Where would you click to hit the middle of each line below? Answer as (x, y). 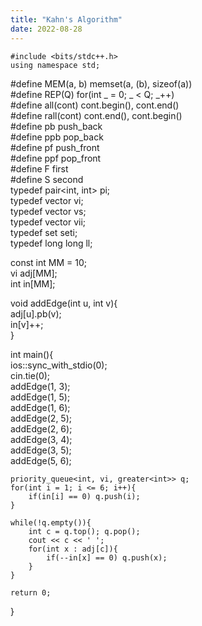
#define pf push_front (55, 147)
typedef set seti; (44, 232)
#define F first (39, 168)
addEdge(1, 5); (40, 397)
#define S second (47, 179)
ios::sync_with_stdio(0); (59, 365)
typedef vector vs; (48, 211)
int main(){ (32, 354)
